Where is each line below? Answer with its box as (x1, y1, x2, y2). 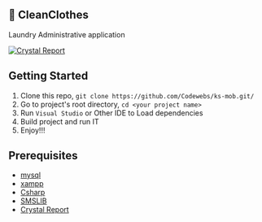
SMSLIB (20, 196, 47, 206)
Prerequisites (8, 149, 78, 163)
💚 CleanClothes (8, 8, 90, 22)
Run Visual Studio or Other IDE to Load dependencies (20, 107, 203, 118)
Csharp (20, 188, 46, 198)
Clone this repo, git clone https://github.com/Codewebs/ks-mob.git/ (20, 90, 255, 100)
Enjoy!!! (20, 125, 46, 135)
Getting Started (8, 69, 89, 83)
